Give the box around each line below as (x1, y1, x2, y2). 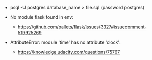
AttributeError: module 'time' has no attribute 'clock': (10, 39, 121, 45)
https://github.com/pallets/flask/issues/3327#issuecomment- (17, 24, 147, 30)
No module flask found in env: (10, 14, 74, 20)
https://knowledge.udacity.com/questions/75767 (17, 49, 120, 55)
